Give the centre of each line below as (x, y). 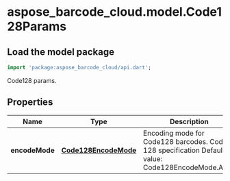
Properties (30, 102)
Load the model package (61, 52)
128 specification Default (184, 150)
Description (189, 121)
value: (153, 158)
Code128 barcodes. (175, 141)
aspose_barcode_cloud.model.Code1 (115, 12)
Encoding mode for (174, 133)
